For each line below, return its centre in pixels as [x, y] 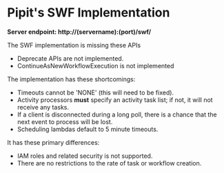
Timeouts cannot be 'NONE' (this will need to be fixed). [95, 92]
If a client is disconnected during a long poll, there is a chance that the [117, 114]
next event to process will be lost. [65, 121]
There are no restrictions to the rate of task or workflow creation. [109, 163]
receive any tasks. [43, 107]
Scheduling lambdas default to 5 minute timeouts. [88, 129]
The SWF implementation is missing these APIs [74, 45]
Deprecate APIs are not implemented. [70, 58]
